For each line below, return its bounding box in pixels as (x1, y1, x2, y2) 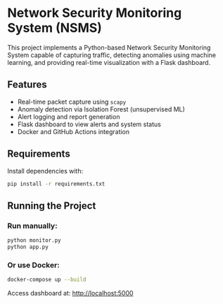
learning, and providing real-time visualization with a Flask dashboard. (7, 58, 211, 66)
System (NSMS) (7, 20, 102, 36)
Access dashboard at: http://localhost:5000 (7, 289, 134, 298)
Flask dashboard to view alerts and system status (17, 120, 162, 128)
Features (7, 79, 47, 91)
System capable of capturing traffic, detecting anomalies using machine (7, 51, 217, 59)
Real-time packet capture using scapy (17, 97, 127, 106)
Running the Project (7, 200, 96, 212)
